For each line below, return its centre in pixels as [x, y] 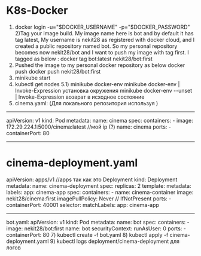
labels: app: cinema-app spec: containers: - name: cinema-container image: [100, 192]
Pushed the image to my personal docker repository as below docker [100, 65]
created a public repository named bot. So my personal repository [96, 46]
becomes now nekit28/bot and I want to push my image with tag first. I [102, 52]
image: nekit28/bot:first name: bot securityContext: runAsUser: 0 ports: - [96, 228]
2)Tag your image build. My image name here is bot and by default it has [104, 33]
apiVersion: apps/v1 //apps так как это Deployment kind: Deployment [92, 179]
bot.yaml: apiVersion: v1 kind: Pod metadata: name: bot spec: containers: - [98, 222]
